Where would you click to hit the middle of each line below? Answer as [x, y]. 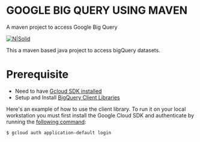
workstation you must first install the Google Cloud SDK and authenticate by [100, 115]
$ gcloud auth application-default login [59, 132]
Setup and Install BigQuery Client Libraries [67, 97]
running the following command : [46, 122]
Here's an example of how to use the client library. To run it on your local [96, 109]
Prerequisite [38, 75]
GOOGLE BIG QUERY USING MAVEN [97, 10]
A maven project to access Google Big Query [62, 27]
